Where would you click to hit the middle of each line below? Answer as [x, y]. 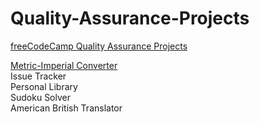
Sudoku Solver [40, 97]
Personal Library [44, 86]
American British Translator [66, 108]
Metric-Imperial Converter [64, 65]
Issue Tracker [38, 76]
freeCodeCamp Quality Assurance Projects [99, 46]
